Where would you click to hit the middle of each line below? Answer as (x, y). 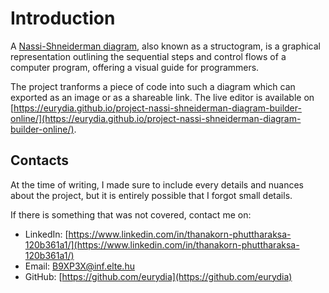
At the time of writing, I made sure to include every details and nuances (157, 184)
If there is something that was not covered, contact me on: (131, 214)
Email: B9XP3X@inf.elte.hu (79, 266)
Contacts (40, 160)
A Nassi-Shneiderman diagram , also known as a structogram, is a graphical (165, 46)
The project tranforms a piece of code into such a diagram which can (153, 86)
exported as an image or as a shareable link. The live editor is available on (162, 97)
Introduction (63, 18)
